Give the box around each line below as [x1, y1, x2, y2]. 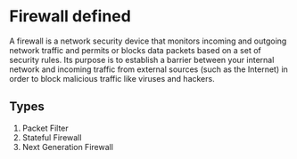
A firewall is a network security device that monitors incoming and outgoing [9, 36, 287, 46]
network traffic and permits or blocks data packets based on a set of [9, 44, 261, 55]
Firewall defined [9, 6, 131, 27]
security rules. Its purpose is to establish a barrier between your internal [9, 54, 275, 65]
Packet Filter [21, 123, 69, 133]
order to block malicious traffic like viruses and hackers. [9, 73, 216, 83]
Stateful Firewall [21, 131, 82, 143]
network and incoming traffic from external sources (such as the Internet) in [9, 64, 288, 75]
